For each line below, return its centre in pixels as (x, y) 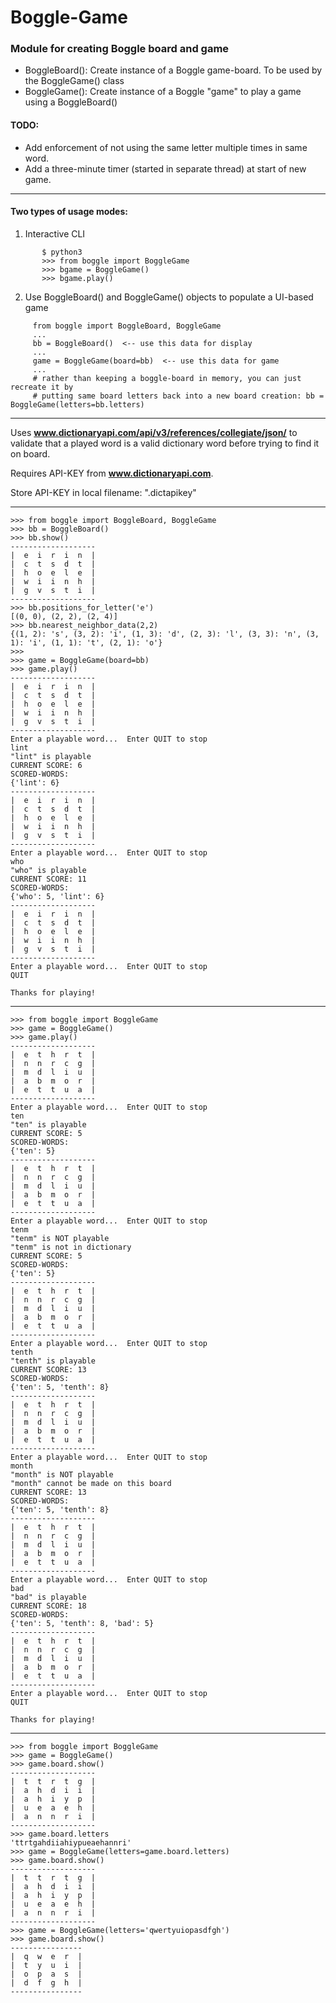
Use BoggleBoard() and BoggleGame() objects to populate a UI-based (169, 297)
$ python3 (62, 252)
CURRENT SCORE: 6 (46, 765)
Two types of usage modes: (69, 212)
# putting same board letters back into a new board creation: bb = (178, 396)
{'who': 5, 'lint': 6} (57, 896)
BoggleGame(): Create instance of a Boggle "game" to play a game (163, 92)
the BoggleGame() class (74, 81)
